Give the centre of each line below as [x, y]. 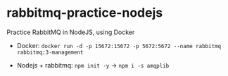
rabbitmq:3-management [50, 52]
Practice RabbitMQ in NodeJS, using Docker [71, 32]
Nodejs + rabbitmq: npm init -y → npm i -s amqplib [93, 65]
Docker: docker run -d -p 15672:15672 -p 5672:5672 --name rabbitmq [119, 45]
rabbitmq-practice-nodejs [85, 13]
